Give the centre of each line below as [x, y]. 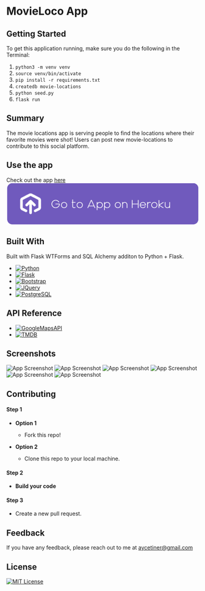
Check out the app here [36, 180]
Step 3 [15, 500]
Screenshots [31, 353]
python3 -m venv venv [42, 67]
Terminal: [18, 55]
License [22, 567]
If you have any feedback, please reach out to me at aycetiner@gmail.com [100, 548]
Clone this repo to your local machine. [72, 459]
